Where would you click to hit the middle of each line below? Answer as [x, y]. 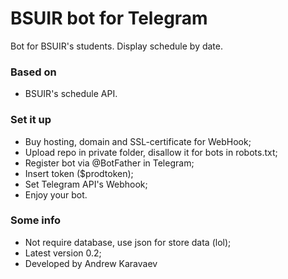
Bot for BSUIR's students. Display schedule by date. [117, 46]
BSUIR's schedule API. [71, 94]
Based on [33, 72]
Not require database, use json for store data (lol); [128, 242]
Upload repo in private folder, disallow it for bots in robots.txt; [151, 152]
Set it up [31, 120]
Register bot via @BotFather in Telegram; [109, 163]
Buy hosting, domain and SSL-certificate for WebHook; [138, 141]
